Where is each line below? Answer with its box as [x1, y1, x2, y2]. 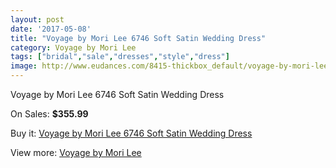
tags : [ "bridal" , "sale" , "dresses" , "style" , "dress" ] [10, 52, 230, 62]
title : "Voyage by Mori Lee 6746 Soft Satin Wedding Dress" [10, 33, 267, 43]
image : [10, 61, 38, 71]
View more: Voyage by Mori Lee [10, 147, 142, 158]
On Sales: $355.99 [10, 108, 89, 120]
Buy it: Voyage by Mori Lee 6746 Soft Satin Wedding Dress [10, 127, 253, 139]
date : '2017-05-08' [10, 24, 92, 34]
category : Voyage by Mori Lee [10, 42, 137, 53]
